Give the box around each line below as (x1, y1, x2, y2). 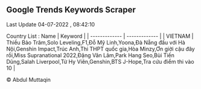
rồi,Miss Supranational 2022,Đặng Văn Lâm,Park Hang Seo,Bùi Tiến (6, 51, 175, 59)
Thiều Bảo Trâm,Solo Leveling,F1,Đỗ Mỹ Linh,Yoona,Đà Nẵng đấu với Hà (6, 38, 185, 46)
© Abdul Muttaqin (6, 76, 51, 83)
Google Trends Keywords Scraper (6, 5, 136, 15)
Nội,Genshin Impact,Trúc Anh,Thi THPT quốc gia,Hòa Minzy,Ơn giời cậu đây (6, 45, 195, 52)
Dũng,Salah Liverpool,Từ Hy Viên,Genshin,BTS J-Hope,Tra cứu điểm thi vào (6, 58, 194, 65)
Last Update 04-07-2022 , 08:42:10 (6, 20, 95, 28)
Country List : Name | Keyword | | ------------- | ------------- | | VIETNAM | (6, 32, 194, 40)
